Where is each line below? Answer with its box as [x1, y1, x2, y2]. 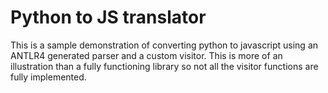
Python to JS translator [10, 6, 207, 29]
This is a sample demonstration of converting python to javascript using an [10, 39, 319, 51]
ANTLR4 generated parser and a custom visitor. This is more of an [10, 49, 283, 61]
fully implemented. [10, 71, 87, 83]
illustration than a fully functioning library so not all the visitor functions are [10, 60, 319, 72]
